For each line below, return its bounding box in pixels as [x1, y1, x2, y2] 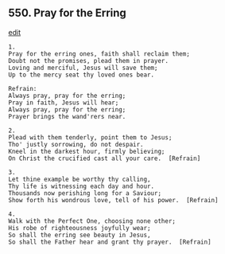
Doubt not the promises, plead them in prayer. [8, 57, 169, 64]
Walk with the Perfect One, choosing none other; [8, 217, 177, 225]
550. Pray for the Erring [8, 6, 127, 20]
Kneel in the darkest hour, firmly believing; [8, 147, 165, 155]
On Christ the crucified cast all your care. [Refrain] [8, 154, 201, 162]
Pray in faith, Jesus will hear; [8, 99, 119, 107]
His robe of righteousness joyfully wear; [8, 224, 151, 232]
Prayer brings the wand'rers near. [8, 112, 126, 120]
